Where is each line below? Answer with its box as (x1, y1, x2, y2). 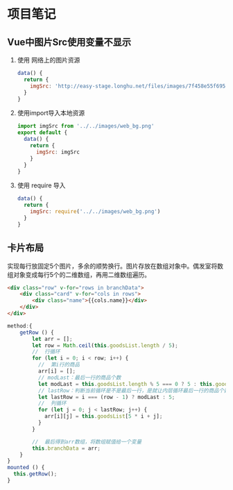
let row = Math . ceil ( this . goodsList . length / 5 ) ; (32, 341, 178, 349)
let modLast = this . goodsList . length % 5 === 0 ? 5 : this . (37, 380, 216, 387)
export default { (17, 129, 68, 136)
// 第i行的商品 (37, 362, 80, 369)
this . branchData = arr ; (32, 445, 101, 452)
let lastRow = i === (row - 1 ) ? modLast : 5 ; (37, 394, 175, 400)
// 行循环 (32, 348, 60, 355)
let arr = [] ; (32, 335, 73, 342)
